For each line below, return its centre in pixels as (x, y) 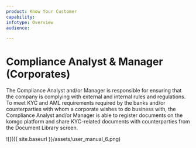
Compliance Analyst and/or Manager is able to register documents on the (94, 115)
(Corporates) (38, 74)
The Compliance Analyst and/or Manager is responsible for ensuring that (94, 91)
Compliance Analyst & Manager (85, 62)
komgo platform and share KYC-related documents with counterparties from (98, 122)
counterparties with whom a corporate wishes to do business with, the (91, 109)
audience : (18, 28)
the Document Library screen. (42, 128)
